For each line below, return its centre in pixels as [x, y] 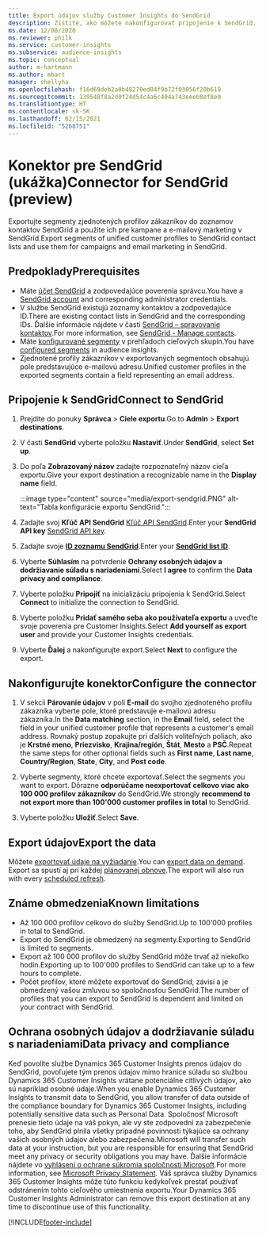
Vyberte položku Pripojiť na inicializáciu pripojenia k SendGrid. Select [132, 594]
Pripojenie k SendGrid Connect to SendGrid [116, 400]
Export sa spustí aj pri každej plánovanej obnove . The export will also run [126, 870]
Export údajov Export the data [82, 842]
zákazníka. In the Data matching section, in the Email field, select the [132, 720]
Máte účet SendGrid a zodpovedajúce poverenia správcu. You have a [131, 290]
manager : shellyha [38, 82]
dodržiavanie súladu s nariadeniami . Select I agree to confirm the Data [136, 570]
